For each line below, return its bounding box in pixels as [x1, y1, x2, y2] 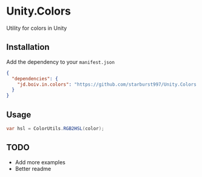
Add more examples [15, 158, 66, 165]
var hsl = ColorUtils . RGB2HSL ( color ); [6, 125, 104, 131]
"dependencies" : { [12, 75, 59, 82]
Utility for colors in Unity [6, 24, 67, 32]
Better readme [15, 165, 52, 172]
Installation [6, 42, 50, 52]
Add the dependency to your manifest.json [6, 58, 115, 65]
